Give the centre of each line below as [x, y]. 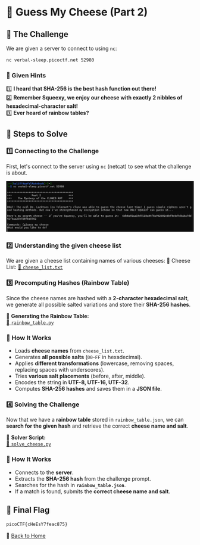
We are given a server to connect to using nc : [62, 48]
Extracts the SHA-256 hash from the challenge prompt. [83, 478]
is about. [17, 173]
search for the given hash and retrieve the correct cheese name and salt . [97, 426]
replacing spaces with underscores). [60, 370]
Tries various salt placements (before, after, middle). [80, 376]
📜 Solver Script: [26, 438]
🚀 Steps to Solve [37, 134]
